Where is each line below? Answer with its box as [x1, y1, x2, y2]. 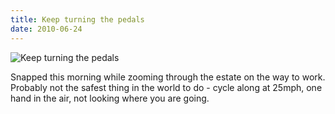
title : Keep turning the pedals [10, 14, 145, 25]
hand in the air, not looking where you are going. [10, 92, 210, 104]
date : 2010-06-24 [10, 24, 83, 34]
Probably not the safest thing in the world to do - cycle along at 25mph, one [10, 81, 323, 93]
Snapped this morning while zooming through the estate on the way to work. [10, 71, 326, 83]
